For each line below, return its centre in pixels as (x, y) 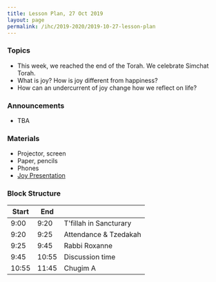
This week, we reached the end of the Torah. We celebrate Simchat (113, 66)
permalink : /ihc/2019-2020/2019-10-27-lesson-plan (81, 26)
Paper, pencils (37, 161)
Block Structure (34, 194)
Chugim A (80, 268)
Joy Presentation (41, 176)
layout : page (26, 20)
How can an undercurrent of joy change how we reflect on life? (107, 88)
